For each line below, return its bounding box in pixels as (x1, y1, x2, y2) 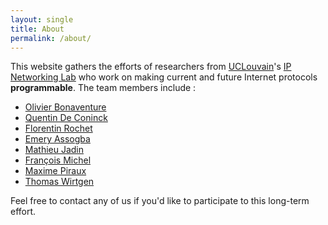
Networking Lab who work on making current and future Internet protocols (10, 71, 318, 83)
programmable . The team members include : (10, 82, 197, 94)
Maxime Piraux (24, 165, 87, 177)
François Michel (24, 154, 92, 166)
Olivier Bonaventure (24, 101, 107, 113)
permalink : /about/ (10, 33, 92, 43)
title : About (10, 24, 65, 34)
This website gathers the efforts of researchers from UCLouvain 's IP (10, 61, 292, 73)
